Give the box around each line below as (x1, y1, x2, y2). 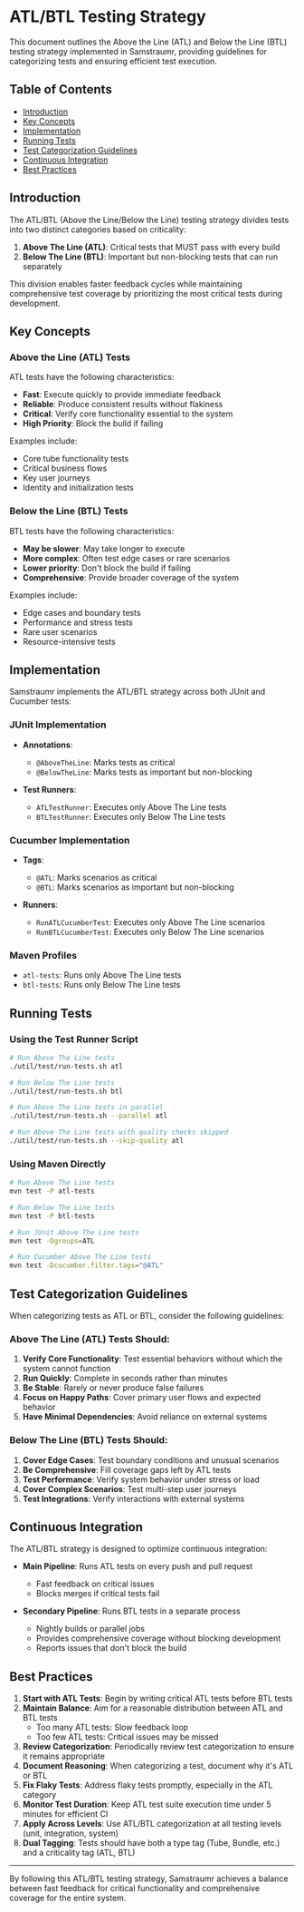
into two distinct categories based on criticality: (9, 224, 187, 235)
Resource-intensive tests (22, 636, 116, 647)
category (22, 1790, 57, 1800)
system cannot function (22, 1363, 111, 1374)
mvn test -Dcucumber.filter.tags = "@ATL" (9, 1261, 165, 1271)
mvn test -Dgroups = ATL (9, 1236, 95, 1245)
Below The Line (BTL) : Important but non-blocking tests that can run (22, 251, 279, 262)
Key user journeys (22, 473, 90, 483)
